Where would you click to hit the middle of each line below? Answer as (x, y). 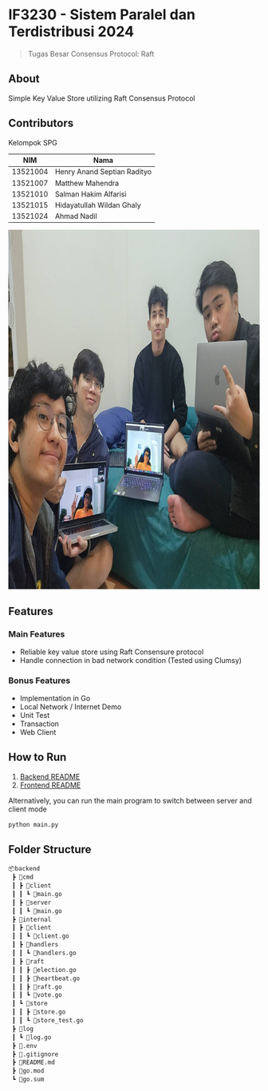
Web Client (38, 732)
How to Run (37, 758)
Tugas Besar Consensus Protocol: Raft (91, 54)
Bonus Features (39, 680)
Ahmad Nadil (76, 216)
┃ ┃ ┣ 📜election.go (44, 970)
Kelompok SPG (33, 142)
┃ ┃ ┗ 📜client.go (40, 936)
